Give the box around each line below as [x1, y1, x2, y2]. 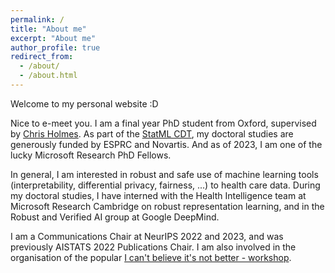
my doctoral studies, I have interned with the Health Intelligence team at [10, 189, 307, 201]
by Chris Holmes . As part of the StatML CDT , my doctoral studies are [10, 127, 294, 140]
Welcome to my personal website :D [10, 97, 159, 110]
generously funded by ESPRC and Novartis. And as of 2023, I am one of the [10, 138, 323, 150]
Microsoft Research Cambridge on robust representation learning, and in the [10, 200, 325, 212]
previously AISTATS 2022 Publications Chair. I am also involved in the [10, 241, 297, 253]
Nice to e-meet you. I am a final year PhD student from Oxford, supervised [10, 117, 317, 129]
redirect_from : [10, 52, 74, 62]
